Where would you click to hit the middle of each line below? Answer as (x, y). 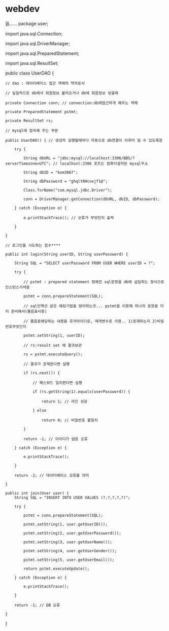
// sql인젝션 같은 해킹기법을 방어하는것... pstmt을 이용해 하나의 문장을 (91, 306)
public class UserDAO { (30, 73)
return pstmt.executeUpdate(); (57, 569)
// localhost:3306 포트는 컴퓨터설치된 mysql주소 (100, 163)
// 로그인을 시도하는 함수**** (33, 245)
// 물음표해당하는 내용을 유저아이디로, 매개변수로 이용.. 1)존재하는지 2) (90, 321)
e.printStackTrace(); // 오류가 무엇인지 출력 (69, 218)
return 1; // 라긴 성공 (64, 402)
